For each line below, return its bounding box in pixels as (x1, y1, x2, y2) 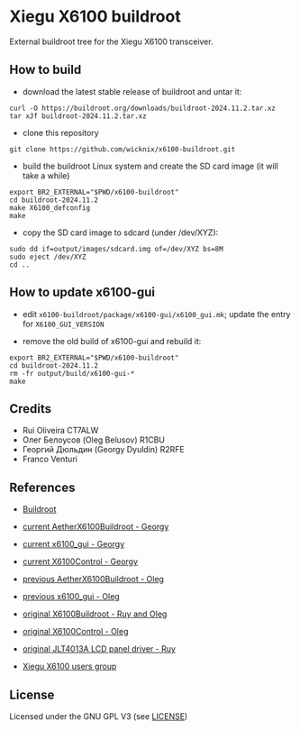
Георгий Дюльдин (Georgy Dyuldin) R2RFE (22, 444, 185, 455)
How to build (9, 62, 82, 78)
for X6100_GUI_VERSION (22, 318, 105, 329)
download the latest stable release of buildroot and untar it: (22, 86, 242, 96)
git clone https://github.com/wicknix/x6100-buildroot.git (9, 144, 236, 154)
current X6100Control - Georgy (22, 556, 138, 567)
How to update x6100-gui (9, 285, 156, 300)
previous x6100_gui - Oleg (22, 591, 120, 602)
